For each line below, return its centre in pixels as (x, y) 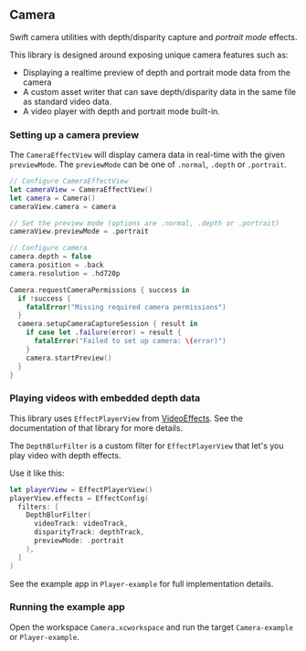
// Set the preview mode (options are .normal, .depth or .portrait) (145, 223)
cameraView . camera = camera (63, 206)
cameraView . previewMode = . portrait (79, 232)
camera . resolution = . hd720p (65, 273)
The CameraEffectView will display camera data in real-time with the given (148, 155)
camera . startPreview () (69, 358)
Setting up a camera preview (74, 134)
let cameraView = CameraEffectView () (81, 189)
